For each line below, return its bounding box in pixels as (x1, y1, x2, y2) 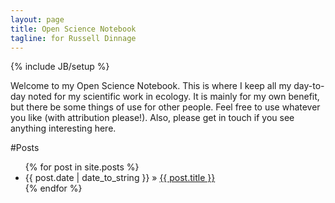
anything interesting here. (10, 122, 117, 135)
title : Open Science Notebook (10, 24, 137, 34)
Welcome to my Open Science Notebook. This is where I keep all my (10, 80, 292, 92)
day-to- (293, 80, 325, 92)
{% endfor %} (24, 182, 83, 195)
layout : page (10, 14, 65, 25)
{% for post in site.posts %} (24, 161, 140, 173)
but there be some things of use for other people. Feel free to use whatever (10, 101, 321, 113)
